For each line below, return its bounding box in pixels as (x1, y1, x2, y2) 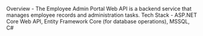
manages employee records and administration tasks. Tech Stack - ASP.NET (6, 11, 198, 19)
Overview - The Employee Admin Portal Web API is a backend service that (6, 5, 192, 12)
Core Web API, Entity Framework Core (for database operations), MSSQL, (6, 18, 190, 25)
